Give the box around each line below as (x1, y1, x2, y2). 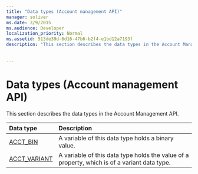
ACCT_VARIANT (9, 155, 53, 163)
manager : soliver (6, 14, 49, 20)
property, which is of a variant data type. (58, 158, 171, 166)
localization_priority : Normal (6, 31, 83, 37)
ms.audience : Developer (6, 25, 65, 31)
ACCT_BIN (9, 137, 38, 146)
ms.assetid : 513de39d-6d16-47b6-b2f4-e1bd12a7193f (6, 36, 133, 42)
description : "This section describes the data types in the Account (6, 42, 181, 48)
